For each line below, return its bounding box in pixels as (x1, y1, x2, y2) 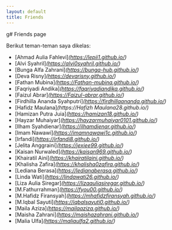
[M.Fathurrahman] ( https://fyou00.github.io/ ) (14, 186, 123, 193)
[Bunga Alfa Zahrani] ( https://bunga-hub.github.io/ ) (14, 66, 139, 73)
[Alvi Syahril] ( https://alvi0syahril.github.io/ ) (14, 60, 121, 67)
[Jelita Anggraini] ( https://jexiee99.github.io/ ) (14, 142, 124, 149)
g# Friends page (6, 30, 46, 37)
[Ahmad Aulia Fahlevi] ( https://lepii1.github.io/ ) (14, 53, 127, 60)
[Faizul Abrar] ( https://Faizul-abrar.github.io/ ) (14, 91, 125, 98)
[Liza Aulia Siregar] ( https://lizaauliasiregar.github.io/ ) (14, 179, 145, 187)
